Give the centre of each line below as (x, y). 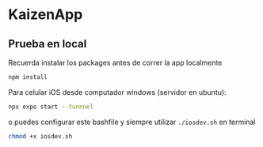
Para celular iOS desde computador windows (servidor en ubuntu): (118, 92)
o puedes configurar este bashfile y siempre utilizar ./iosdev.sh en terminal (132, 122)
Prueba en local (48, 44)
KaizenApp (46, 15)
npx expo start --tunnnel (51, 107)
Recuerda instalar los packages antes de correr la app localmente (115, 62)
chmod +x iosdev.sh (40, 136)
